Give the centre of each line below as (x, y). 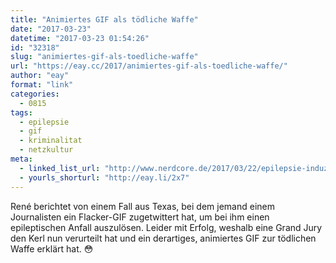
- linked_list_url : (60, 168)
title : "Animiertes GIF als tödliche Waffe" (104, 19)
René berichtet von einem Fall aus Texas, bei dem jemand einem (142, 206)
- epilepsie (44, 122)
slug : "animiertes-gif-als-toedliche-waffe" (104, 57)
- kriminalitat (51, 141)
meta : (21, 159)
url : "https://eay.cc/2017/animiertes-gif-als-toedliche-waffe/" (149, 66)
